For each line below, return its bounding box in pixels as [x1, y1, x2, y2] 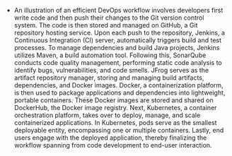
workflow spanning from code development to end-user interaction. [13, 141, 212, 149]
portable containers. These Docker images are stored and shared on [13, 96, 214, 104]
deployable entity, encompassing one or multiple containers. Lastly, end [13, 126, 224, 134]
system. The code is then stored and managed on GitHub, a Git [13, 21, 198, 29]
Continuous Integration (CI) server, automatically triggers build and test [13, 36, 221, 44]
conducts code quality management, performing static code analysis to [13, 59, 223, 66]
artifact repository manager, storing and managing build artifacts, [13, 73, 204, 82]
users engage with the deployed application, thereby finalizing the [13, 133, 207, 142]
